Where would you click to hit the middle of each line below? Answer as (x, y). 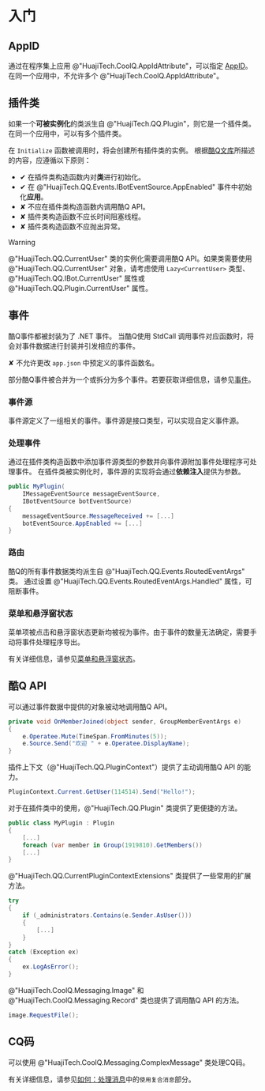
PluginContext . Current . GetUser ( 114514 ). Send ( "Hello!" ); (102, 792)
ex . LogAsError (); (51, 967)
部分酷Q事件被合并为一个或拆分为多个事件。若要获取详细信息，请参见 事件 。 (132, 379)
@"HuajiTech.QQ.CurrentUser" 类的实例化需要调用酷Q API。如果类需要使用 (130, 259)
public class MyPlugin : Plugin (61, 823)
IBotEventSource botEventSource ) (77, 501)
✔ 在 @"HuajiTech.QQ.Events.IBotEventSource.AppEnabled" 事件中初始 (136, 187)
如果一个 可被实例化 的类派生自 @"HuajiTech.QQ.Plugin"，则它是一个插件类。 (132, 123)
